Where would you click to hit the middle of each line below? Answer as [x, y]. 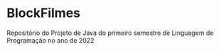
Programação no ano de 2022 [50, 40]
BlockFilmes [44, 13]
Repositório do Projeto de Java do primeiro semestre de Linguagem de [110, 33]
